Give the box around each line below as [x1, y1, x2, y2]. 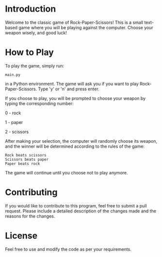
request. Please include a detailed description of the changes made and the [5, 208, 157, 214]
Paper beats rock [5, 161, 40, 166]
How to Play [5, 47, 54, 58]
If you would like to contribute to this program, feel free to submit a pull [5, 203, 147, 208]
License [5, 230, 38, 241]
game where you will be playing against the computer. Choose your [18, 24, 154, 30]
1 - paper [5, 119, 23, 125]
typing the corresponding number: [5, 101, 74, 106]
